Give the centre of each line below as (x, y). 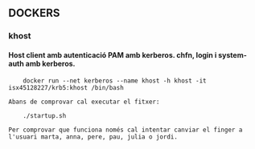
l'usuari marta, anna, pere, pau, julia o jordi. (93, 137)
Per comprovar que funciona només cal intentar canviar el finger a (125, 130)
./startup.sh (45, 115)
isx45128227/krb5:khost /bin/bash (66, 87)
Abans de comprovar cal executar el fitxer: (84, 102)
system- (233, 54)
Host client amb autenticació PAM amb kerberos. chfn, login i (113, 54)
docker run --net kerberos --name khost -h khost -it (115, 81)
